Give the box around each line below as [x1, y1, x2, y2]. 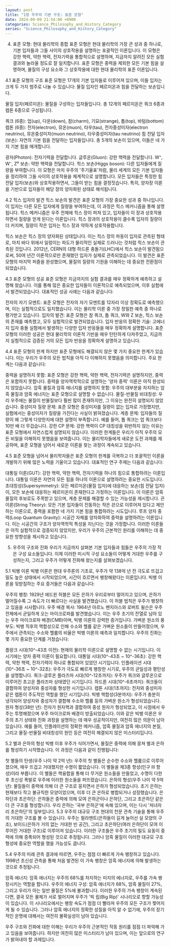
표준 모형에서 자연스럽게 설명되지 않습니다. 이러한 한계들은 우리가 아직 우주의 [5, 429, 157, 435]
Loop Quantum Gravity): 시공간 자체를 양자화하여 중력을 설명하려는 [11, 515, 146, 521]
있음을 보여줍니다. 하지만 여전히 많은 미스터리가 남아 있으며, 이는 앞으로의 [10, 930, 156, 936]
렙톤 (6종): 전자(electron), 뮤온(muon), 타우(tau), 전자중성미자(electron [5, 124, 148, 130]
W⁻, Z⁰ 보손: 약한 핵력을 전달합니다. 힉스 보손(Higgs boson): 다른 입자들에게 [5, 161, 157, 167]
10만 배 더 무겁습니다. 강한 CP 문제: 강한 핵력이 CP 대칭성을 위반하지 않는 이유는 [5, 423, 164, 429]
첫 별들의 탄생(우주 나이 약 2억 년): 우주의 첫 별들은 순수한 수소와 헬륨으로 [5, 758, 151, 764]
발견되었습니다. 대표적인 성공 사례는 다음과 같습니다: [10, 289, 114, 295]
